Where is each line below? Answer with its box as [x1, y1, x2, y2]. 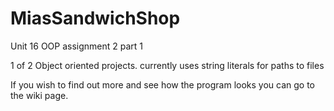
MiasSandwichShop [10, 7, 181, 30]
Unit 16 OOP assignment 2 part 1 [10, 40, 144, 52]
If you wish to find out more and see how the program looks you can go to [10, 78, 315, 91]
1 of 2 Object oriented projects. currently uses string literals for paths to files [10, 59, 325, 71]
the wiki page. [10, 89, 69, 101]
